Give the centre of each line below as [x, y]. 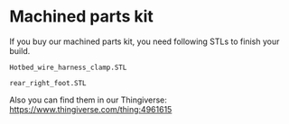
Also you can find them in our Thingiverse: [88, 100]
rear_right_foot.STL [48, 83]
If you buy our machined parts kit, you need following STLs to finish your [144, 41]
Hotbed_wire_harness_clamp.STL [68, 67]
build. [20, 50]
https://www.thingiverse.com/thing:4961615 [91, 109]
